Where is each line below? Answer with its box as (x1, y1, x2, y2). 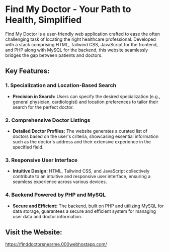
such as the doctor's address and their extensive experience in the (12, 138, 151, 144)
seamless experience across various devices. (12, 179, 107, 185)
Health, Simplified (5, 14, 82, 26)
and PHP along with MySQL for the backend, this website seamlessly (5, 47, 148, 53)
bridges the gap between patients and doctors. (5, 52, 103, 58)
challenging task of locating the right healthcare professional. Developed (5, 36, 156, 42)
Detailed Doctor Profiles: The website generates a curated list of (12, 128, 147, 134)
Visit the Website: (5, 228, 62, 236)
